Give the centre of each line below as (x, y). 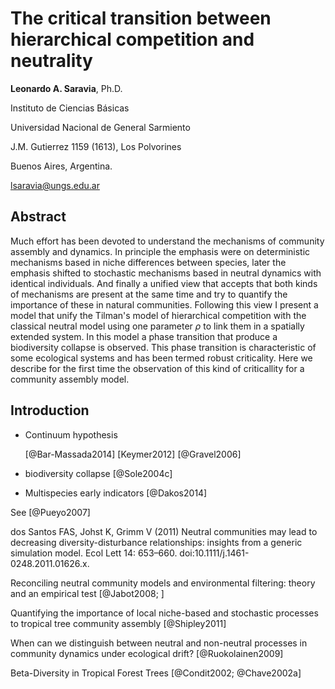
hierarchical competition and (132, 39)
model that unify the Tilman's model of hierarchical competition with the (158, 315)
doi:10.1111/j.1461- (214, 553)
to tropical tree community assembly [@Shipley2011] (118, 623)
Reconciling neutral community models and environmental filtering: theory (163, 583)
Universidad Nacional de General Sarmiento (100, 127)
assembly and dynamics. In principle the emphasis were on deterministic (160, 251)
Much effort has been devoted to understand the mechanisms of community (167, 241)
